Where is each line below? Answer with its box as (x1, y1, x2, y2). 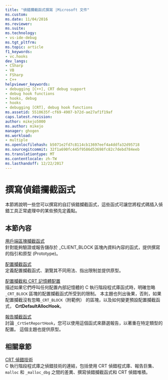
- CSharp (5, 63, 23, 68)
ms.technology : (5, 31, 37, 36)
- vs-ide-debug (5, 36, 37, 41)
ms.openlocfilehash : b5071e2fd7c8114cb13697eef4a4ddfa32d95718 (5, 142, 140, 148)
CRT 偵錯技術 (5, 356, 33, 363)
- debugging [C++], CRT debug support (5, 86, 86, 92)
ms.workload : (5, 133, 32, 138)
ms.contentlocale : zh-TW (5, 156, 57, 161)
